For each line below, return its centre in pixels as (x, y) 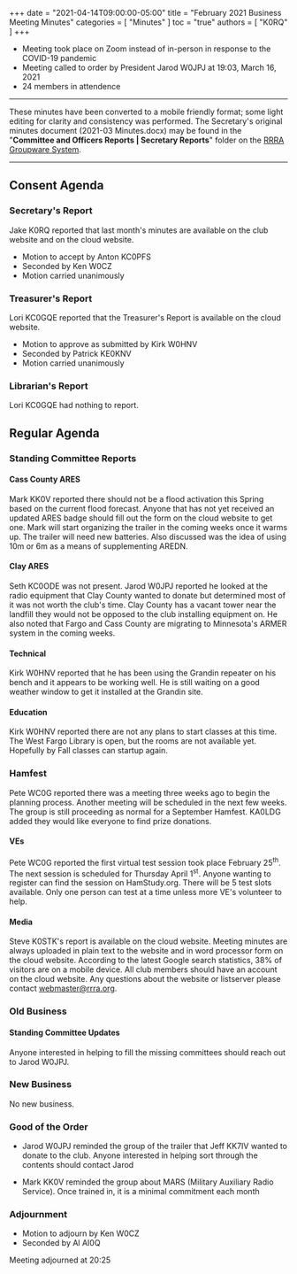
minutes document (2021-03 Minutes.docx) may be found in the (126, 131)
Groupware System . (46, 149)
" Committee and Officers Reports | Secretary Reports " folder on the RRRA (147, 140)
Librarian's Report (49, 386)
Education (28, 712)
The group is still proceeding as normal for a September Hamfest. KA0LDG (145, 811)
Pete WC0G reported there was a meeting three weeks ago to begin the (140, 792)
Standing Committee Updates (65, 1032)
